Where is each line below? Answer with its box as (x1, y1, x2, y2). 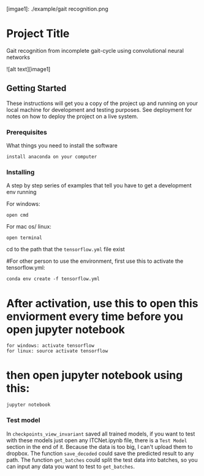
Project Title (6, 27, 70, 41)
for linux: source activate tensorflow (6, 348, 108, 354)
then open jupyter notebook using (6, 369, 183, 383)
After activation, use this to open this (6, 296, 198, 310)
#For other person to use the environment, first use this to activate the (6, 257, 184, 265)
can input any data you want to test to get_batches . (6, 462, 135, 470)
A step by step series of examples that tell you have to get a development (6, 182, 192, 189)
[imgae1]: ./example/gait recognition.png (6, 6, 108, 12)
